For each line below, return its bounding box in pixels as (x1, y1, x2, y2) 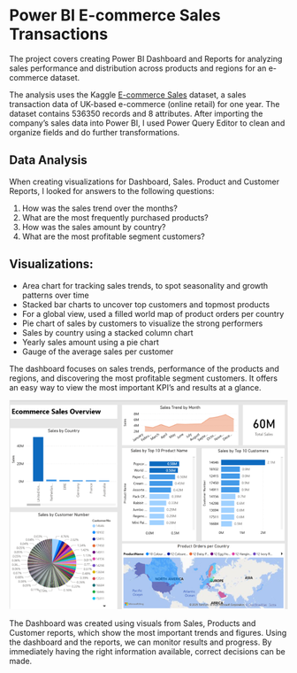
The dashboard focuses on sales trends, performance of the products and (9, 363, 280, 374)
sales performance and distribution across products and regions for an (9, 63, 267, 73)
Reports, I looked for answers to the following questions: (9, 185, 215, 196)
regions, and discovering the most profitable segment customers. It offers (9, 373, 278, 383)
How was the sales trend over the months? (21, 203, 179, 213)
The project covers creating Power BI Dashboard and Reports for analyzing (9, 53, 283, 64)
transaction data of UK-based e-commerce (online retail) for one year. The (9, 98, 280, 109)
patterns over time (21, 290, 90, 300)
